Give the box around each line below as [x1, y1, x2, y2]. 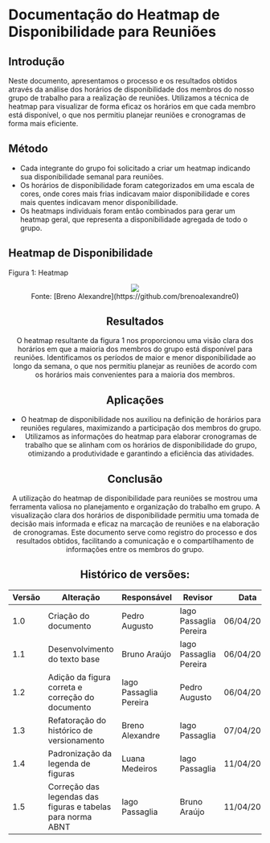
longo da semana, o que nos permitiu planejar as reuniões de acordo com [13, 362, 257, 371]
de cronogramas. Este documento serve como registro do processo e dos [13, 528, 257, 538]
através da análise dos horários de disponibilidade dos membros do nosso [8, 84, 255, 94]
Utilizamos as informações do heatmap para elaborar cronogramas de [25, 432, 257, 441]
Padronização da [47, 747, 112, 759]
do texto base [47, 653, 100, 665]
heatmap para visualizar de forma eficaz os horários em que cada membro [8, 102, 256, 111]
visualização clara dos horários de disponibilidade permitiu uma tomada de [10, 510, 260, 520]
